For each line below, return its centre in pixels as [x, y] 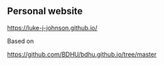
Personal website [45, 11]
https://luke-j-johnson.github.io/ [52, 27]
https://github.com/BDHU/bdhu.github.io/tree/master [82, 54]
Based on [21, 41]
